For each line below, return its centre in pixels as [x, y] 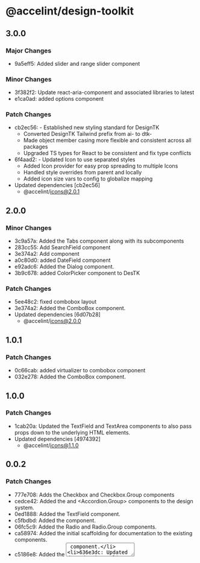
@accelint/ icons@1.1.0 [51, 445]
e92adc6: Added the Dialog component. [64, 267]
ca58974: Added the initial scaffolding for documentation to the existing [103, 533]
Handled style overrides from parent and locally [83, 173]
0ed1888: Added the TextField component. [67, 514]
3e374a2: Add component [47, 254]
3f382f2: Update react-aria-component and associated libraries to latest [104, 92]
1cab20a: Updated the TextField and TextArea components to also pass [103, 426]
